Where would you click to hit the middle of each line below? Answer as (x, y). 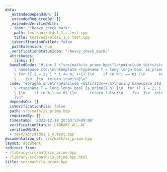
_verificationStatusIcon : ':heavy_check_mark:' (60, 51)
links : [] (24, 60)
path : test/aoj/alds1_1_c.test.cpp (51, 33)
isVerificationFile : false (38, 107)
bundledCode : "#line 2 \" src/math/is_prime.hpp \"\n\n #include (75, 65)
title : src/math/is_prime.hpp (37, 162)
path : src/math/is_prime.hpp (40, 111)
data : (11, 10)
